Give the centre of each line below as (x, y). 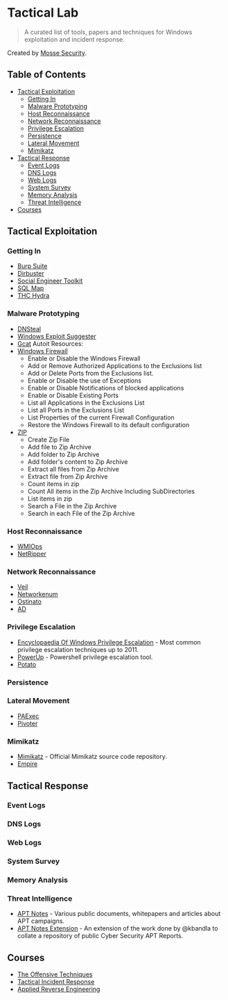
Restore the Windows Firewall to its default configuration (108, 424)
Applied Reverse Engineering (59, 989)
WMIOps (30, 547)
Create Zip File (49, 440)
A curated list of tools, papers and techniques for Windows (108, 32)
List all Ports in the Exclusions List (76, 410)
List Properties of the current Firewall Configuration (101, 417)
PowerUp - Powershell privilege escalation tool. (85, 657)
